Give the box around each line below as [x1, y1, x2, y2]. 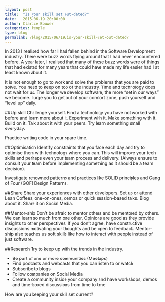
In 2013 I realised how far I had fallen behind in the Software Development [5, 48, 155, 54]
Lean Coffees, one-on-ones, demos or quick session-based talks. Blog [5, 195, 149, 201]
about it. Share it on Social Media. [5, 200, 73, 206]
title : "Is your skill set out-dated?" [5, 12, 90, 17]
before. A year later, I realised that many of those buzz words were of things [5, 59, 160, 65]
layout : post [5, 7, 32, 12]
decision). [5, 165, 26, 171]
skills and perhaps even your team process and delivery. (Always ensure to [5, 155, 158, 161]
